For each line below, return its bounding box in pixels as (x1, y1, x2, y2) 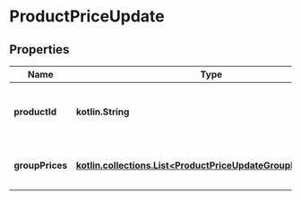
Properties (9, 42, 70, 57)
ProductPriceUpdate (9, 6, 166, 27)
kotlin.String (75, 105, 130, 118)
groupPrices (13, 159, 68, 171)
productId (13, 105, 56, 118)
